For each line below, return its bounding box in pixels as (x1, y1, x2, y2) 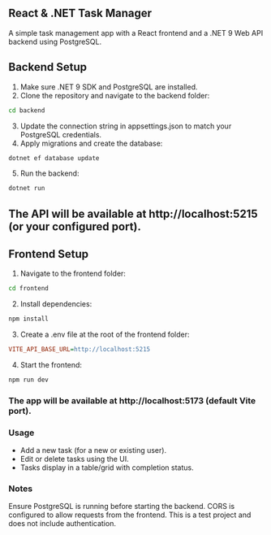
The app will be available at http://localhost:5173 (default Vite (8, 394, 256, 406)
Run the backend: (19, 168, 80, 178)
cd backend (8, 106, 45, 115)
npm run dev (8, 376, 49, 385)
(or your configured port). (8, 220, 142, 233)
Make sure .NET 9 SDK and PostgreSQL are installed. (19, 81, 198, 92)
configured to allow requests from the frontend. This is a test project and (8, 510, 252, 520)
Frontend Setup (8, 247, 89, 261)
